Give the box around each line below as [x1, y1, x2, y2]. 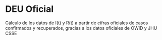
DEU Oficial [5, 3, 54, 15]
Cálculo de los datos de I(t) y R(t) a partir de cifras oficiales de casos [5, 20, 148, 26]
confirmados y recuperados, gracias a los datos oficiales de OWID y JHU [5, 25, 157, 31]
